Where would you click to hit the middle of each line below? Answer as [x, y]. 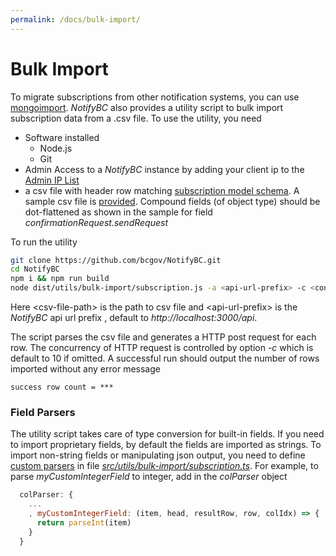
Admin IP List [52, 180]
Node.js [56, 148]
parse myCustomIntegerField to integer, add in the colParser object [149, 477]
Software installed [62, 137]
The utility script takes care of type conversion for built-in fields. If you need [167, 434]
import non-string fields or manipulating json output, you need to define [158, 455]
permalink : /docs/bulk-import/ [75, 19]
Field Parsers [43, 412]
